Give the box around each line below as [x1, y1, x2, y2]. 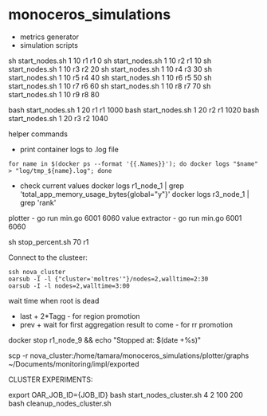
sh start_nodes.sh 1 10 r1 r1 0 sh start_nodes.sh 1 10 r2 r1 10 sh [8, 56, 212, 65]
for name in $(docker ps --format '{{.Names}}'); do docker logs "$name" [8, 159, 259, 168]
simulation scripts [19, 40, 78, 49]
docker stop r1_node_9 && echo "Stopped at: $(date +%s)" [8, 335, 202, 344]
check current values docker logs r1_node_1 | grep [19, 181, 185, 190]
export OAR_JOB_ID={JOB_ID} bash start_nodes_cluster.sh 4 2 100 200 [8, 390, 243, 399]
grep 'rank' [19, 198, 57, 207]
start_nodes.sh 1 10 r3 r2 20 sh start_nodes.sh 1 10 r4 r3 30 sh [8, 64, 213, 73]
